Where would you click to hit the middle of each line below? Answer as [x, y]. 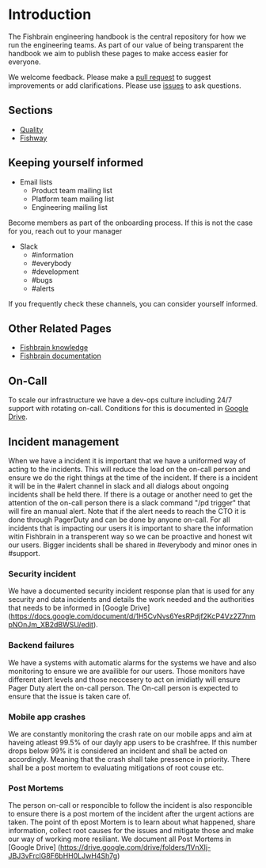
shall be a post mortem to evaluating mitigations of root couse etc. [116, 767]
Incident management [64, 442]
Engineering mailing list [70, 207]
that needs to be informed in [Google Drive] [79, 608]
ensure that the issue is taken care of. [69, 696]
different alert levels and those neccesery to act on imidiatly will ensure [124, 680]
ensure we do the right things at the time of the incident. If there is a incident [133, 478]
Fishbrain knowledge [54, 348]
